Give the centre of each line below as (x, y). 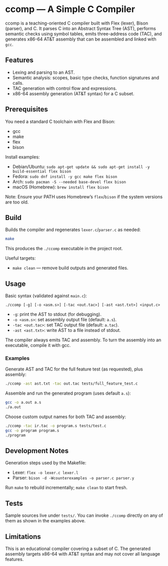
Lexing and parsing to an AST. (44, 72)
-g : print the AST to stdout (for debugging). (57, 314)
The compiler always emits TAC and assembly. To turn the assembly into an (83, 340)
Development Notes (37, 451)
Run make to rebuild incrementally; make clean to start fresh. (66, 488)
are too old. (17, 202)
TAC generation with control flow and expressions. (64, 88)
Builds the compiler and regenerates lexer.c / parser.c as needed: (73, 230)
